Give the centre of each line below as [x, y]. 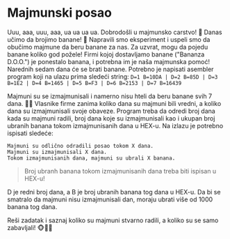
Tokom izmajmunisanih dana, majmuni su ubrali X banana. [91, 158]
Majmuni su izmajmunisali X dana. [57, 152]
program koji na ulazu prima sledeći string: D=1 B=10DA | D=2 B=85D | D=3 [113, 76]
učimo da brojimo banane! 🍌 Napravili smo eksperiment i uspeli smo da [109, 39]
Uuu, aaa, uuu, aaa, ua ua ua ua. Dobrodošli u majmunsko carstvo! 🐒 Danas [115, 32]
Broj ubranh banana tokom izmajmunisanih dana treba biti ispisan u [120, 171]
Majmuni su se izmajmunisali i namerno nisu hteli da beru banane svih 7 [110, 96]
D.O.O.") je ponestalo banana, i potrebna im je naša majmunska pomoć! [109, 61]
